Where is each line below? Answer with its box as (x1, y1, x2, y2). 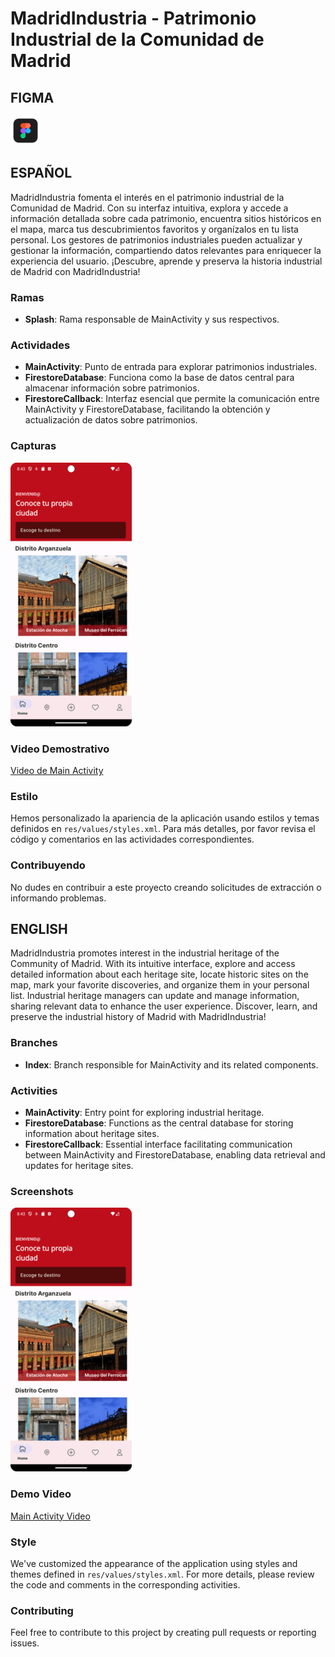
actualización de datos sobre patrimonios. (24, 414, 198, 426)
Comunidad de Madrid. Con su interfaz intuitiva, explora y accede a (10, 202, 289, 214)
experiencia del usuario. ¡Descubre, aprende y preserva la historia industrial (10, 255, 323, 267)
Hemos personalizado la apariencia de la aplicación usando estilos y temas (10, 812, 320, 824)
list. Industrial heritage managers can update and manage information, (10, 990, 300, 1002)
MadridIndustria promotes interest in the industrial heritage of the (10, 947, 280, 959)
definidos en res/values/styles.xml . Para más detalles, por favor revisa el (10, 823, 316, 835)
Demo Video (10, 1487, 72, 1501)
